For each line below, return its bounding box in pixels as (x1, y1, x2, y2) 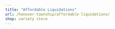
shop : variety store (5, 16, 48, 21)
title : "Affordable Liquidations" (5, 7, 77, 12)
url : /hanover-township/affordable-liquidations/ (5, 12, 111, 17)
